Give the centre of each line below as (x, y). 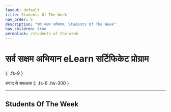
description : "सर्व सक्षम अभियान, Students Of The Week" (61, 24)
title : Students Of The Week (36, 15)
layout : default (22, 10)
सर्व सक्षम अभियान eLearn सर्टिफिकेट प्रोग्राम (77, 59)
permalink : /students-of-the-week (42, 34)
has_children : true (26, 29)
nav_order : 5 (19, 19)
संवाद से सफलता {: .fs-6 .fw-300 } (37, 83)
